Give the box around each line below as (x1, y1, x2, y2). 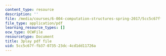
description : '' (5, 12, 39, 17)
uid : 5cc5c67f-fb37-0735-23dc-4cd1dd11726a (5, 43, 96, 48)
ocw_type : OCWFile (5, 30, 43, 35)
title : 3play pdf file (5, 39, 52, 44)
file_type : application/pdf (5, 20, 63, 26)
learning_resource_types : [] (5, 25, 65, 30)
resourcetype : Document (5, 35, 54, 39)
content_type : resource (5, 7, 54, 12)
